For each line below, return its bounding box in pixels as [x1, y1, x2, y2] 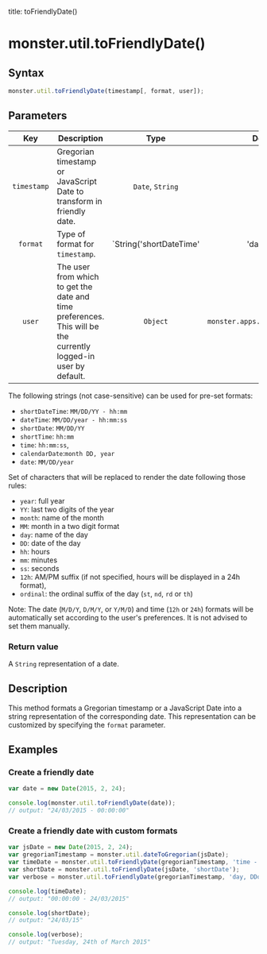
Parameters [8, 109, 68, 122]
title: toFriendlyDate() [8, 7, 78, 16]
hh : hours [19, 547, 50, 556]
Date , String [133, 180, 179, 191]
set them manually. [8, 621, 70, 631]
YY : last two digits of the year [19, 504, 114, 514]
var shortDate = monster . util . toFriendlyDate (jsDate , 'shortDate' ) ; [8, 866, 240, 874]
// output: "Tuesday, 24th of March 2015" [8, 938, 151, 946]
